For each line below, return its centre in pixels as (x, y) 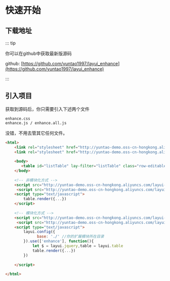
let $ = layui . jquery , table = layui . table (78, 246)
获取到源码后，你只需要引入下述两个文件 (47, 109)
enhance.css (18, 119)
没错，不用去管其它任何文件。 (36, 133)
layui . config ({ (39, 232)
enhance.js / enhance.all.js (36, 123)
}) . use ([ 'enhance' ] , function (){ (59, 241)
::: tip (11, 43)
